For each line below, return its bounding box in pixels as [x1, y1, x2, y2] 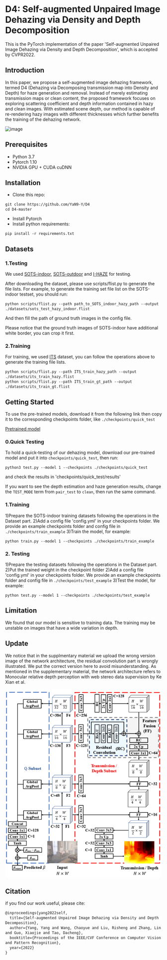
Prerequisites [5, 140, 48, 149]
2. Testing [5, 550, 30, 557]
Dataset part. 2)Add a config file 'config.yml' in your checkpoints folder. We [5, 518, 160, 524]
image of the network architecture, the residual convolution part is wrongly [5, 658, 158, 664]
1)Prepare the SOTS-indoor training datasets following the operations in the [5, 513, 159, 519]
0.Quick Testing [5, 438, 45, 445]
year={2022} [9, 946, 35, 951]
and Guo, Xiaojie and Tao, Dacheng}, [5, 931, 83, 936]
